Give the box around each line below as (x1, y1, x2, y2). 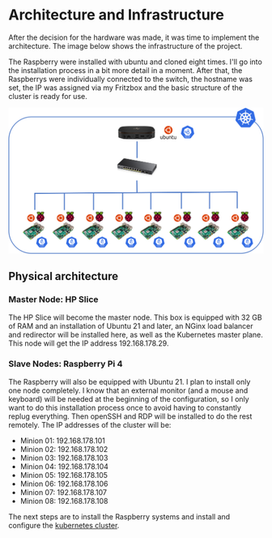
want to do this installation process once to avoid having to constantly (8, 402, 241, 412)
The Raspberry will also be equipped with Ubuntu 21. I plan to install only (8, 377, 251, 386)
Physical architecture (8, 269, 119, 283)
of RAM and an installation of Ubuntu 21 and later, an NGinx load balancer (8, 321, 253, 330)
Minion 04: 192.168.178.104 (19, 461, 109, 471)
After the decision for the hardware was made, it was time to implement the (8, 32, 260, 42)
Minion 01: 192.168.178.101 (19, 436, 105, 445)
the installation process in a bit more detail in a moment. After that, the (8, 65, 243, 75)
